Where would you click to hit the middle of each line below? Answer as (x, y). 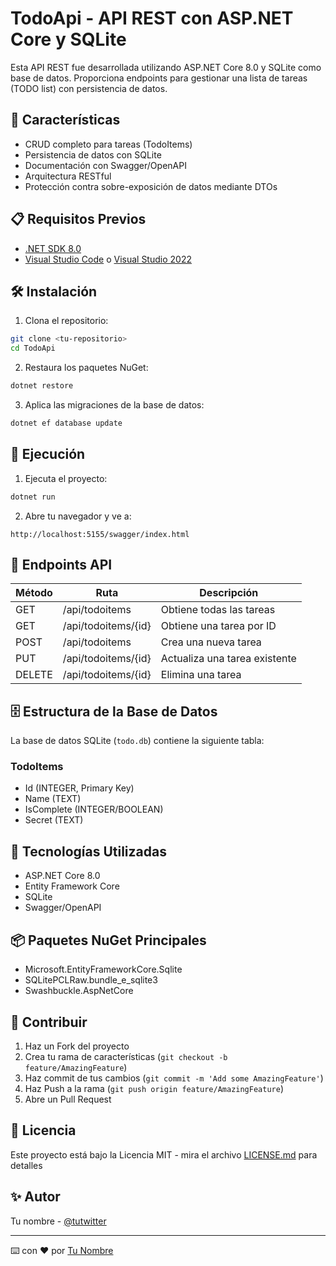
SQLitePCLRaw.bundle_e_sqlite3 (91, 980)
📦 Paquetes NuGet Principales (108, 940)
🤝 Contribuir (49, 1022)
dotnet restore (42, 386)
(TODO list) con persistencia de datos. (89, 88)
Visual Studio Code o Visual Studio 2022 (108, 259)
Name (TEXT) (53, 799)
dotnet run (33, 497)
